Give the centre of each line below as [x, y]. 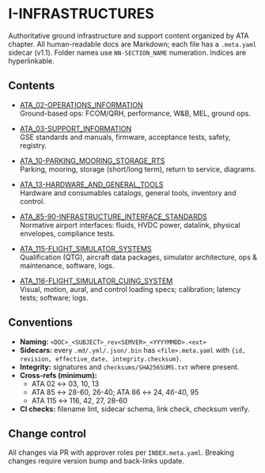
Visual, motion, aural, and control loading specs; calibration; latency [130, 289]
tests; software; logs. [54, 297]
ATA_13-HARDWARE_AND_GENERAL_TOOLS [91, 184]
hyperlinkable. [31, 61]
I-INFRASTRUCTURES [81, 14]
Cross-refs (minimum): [58, 375]
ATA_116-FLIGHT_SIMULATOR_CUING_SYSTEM [96, 281]
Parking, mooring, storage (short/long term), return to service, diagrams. [138, 169]
